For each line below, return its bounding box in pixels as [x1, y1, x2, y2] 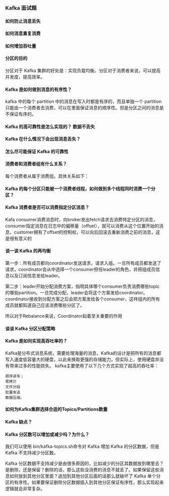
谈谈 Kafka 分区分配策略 [5, 325, 55, 331]
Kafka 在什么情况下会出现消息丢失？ [5, 136, 81, 142]
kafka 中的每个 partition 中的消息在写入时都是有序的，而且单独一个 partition [5, 98, 162, 104]
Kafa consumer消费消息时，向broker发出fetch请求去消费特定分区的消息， [5, 216, 158, 222]
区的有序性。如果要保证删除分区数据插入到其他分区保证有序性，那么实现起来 [5, 479, 164, 485]
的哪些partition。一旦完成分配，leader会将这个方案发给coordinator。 [5, 290, 148, 296]
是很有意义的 [5, 235, 32, 241]
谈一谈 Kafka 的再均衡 [5, 248, 51, 254]
